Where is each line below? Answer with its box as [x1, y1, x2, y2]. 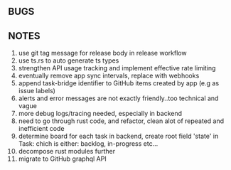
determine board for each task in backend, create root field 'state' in [18, 132, 219, 141]
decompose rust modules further [18, 147, 116, 156]
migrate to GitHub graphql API [18, 154, 107, 163]
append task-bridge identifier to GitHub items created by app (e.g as [18, 79, 220, 87]
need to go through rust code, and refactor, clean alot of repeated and [18, 117, 225, 125]
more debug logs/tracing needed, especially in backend [18, 110, 183, 118]
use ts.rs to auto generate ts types [18, 56, 119, 65]
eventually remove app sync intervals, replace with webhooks [18, 71, 200, 80]
